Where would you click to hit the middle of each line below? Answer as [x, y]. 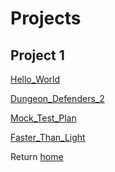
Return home [37, 156]
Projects [46, 18]
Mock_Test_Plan [43, 118]
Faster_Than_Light [48, 137]
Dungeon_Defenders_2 [57, 98]
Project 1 [37, 55]
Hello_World [35, 79]
